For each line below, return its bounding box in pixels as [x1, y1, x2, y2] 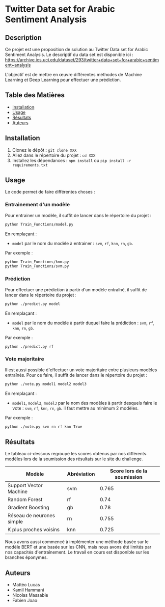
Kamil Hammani [12, 587, 44, 593]
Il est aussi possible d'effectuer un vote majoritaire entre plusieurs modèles [5, 367, 157, 373]
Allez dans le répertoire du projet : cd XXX [12, 152, 96, 158]
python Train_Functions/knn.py [5, 259, 69, 264]
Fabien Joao [12, 598, 38, 604]
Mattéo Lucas [12, 582, 40, 588]
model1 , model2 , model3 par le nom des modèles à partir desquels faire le [12, 400, 157, 406]
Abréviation [67, 470, 95, 477]
